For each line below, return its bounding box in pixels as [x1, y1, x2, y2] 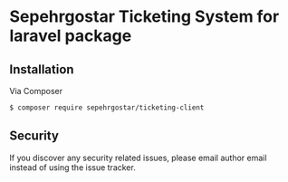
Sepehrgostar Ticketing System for [9, 6, 280, 27]
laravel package [9, 25, 132, 46]
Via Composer [9, 86, 63, 96]
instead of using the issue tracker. [9, 161, 136, 173]
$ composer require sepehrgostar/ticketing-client [9, 103, 205, 112]
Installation [9, 62, 74, 77]
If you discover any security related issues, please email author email [9, 152, 267, 163]
